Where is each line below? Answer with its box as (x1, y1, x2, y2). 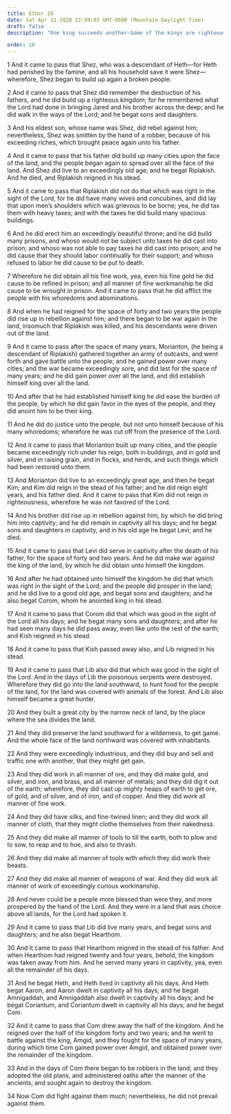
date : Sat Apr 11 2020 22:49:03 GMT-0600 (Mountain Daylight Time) (7, 17, 205, 23)
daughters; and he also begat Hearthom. (7, 930, 122, 939)
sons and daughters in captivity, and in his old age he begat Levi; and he (7, 526, 212, 534)
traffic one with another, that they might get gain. (7, 757, 146, 765)
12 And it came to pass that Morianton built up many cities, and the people (7, 441, 218, 449)
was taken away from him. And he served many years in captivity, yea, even (7, 959, 222, 967)
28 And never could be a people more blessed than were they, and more (7, 895, 212, 904)
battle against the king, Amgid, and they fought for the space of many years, (7, 1036, 223, 1045)
